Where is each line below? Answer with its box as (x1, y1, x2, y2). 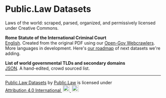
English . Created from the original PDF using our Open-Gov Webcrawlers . (5, 40, 155, 46)
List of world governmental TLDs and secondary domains (5, 60, 125, 66)
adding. (5, 50, 21, 56)
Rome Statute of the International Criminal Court (5, 35, 107, 41)
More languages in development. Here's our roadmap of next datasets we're (5, 45, 161, 51)
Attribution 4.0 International (5, 87, 61, 93)
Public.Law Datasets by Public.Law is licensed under (5, 79, 113, 85)
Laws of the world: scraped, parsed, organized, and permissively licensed (5, 20, 156, 26)
